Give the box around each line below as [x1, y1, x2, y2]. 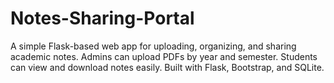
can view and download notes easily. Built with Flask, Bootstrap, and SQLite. [10, 61, 325, 73]
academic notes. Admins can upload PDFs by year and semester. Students [10, 50, 318, 62]
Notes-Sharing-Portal [10, 7, 195, 30]
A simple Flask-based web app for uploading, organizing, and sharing [10, 40, 297, 52]
